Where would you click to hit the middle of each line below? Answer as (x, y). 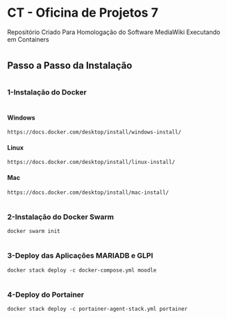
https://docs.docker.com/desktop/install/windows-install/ (94, 132)
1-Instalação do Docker (47, 92)
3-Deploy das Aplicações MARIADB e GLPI (80, 256)
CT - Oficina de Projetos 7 (83, 13)
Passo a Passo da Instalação (70, 66)
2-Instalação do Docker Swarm (61, 217)
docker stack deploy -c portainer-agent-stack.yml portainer (98, 309)
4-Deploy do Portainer (46, 295)
